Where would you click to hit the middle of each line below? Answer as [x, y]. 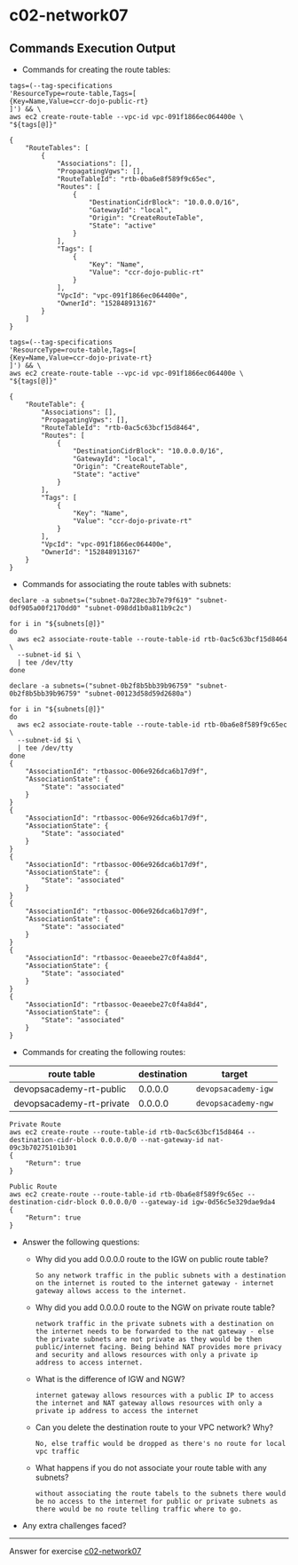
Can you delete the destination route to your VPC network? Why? [154, 1427]
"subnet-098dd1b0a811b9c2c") [138, 608]
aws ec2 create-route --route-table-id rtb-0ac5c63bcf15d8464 [126, 1132]
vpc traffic [57, 1451]
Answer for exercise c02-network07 [75, 1551]
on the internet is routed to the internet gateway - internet [155, 1283]
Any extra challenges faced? [74, 1525]
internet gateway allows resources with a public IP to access [155, 1395]
